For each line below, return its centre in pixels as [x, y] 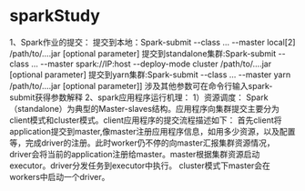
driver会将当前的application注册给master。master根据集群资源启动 [135, 154]
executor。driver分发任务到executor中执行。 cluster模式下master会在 [140, 166]
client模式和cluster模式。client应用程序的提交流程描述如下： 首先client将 [146, 120]
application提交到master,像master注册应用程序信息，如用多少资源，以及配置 [152, 131]
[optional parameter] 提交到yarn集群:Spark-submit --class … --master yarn [150, 75]
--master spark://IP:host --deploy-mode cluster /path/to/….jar [156, 64]
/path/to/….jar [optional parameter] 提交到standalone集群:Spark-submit [143, 53]
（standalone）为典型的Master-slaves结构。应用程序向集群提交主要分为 [145, 108]
